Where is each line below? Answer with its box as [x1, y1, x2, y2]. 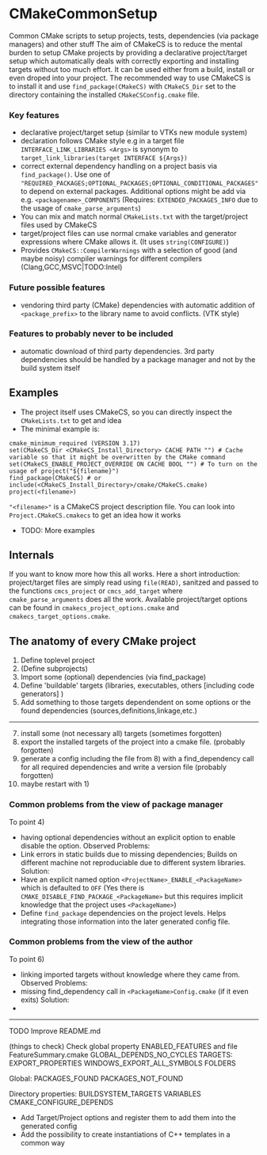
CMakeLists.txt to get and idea [20, 415, 122, 425]
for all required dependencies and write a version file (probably [20, 762, 227, 772]
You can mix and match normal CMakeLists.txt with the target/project [20, 212, 249, 222]
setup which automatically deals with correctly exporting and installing [9, 56, 239, 66]
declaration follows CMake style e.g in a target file [20, 136, 185, 146]
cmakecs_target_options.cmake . [9, 612, 111, 621]
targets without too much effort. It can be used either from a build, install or [9, 64, 255, 74]
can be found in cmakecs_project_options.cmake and [9, 603, 179, 612]
